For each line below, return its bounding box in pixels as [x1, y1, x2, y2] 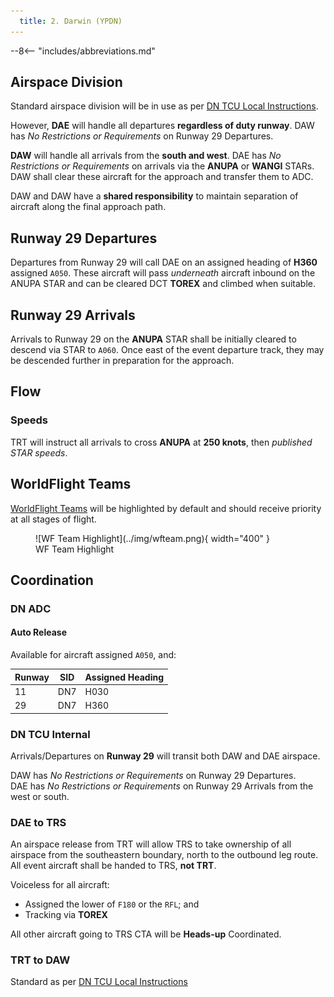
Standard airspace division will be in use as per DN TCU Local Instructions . [10, 100, 319, 112]
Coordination [10, 571, 94, 589]
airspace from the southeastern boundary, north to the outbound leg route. [10, 849, 319, 861]
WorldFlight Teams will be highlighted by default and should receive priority [10, 502, 322, 514]
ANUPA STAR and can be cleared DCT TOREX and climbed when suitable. [10, 278, 317, 290]
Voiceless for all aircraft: [10, 879, 110, 891]
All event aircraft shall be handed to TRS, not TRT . [10, 860, 217, 872]
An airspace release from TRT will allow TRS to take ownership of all [10, 838, 292, 850]
